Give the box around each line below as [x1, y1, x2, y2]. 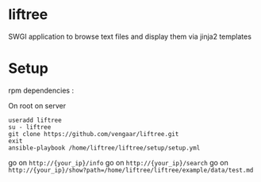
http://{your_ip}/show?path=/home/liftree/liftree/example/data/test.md [8, 166, 254, 174]
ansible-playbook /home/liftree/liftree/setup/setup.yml [8, 144, 201, 152]
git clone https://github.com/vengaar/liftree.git [8, 130, 179, 138]
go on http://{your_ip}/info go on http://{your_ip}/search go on [8, 157, 228, 167]
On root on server [8, 100, 66, 110]
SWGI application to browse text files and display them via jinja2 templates [8, 32, 252, 41]
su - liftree [8, 123, 52, 131]
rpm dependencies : [8, 85, 74, 95]
